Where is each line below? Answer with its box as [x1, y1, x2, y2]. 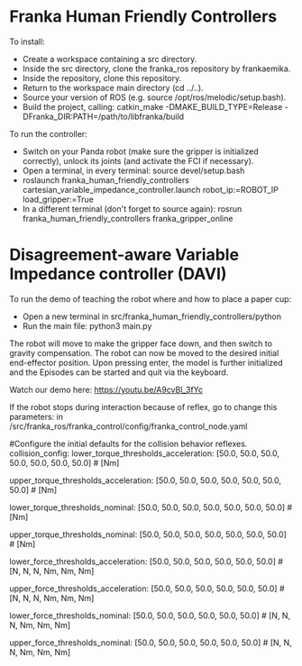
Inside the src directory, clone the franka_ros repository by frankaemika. [22, 63, 291, 74]
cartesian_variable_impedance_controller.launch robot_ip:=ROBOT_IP [22, 184, 279, 195]
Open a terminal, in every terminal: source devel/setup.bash [22, 165, 245, 176]
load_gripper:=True [22, 194, 95, 205]
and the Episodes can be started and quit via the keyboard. [9, 367, 229, 378]
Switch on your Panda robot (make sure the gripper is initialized [22, 146, 259, 157]
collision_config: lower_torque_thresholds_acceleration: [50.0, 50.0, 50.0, [9, 448, 280, 459]
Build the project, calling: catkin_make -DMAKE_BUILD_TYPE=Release [22, 101, 283, 112]
